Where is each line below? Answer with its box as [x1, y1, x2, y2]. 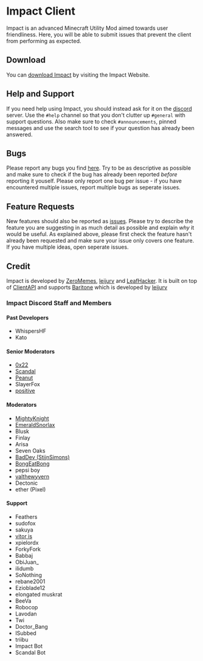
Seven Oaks [15, 447, 46, 454]
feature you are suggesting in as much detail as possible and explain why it [6, 224, 194, 232]
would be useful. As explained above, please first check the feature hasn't [6, 230, 192, 238]
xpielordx [15, 539, 39, 546]
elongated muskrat [15, 590, 63, 598]
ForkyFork [15, 545, 41, 553]
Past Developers [6, 314, 49, 321]
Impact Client [6, 4, 76, 18]
